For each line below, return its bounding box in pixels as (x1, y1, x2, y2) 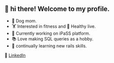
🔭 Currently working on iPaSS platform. (11, 30, 91, 36)
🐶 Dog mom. (11, 18, 37, 23)
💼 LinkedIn (4, 52, 26, 58)
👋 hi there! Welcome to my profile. (4, 5, 110, 13)
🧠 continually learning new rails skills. (11, 42, 87, 49)
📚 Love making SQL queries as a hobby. (11, 36, 94, 42)
